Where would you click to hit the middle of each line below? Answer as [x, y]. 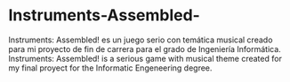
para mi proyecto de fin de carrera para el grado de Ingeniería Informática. [145, 48]
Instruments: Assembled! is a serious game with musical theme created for [145, 58]
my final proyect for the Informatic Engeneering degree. [110, 68]
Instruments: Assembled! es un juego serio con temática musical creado [141, 40]
